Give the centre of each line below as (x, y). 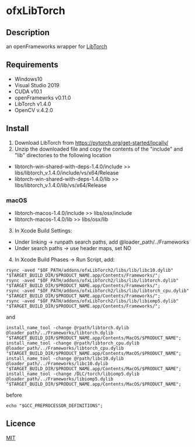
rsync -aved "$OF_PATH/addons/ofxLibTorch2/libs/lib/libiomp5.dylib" (93, 301)
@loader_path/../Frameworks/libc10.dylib (57, 364)
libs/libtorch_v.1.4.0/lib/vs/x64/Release (60, 185)
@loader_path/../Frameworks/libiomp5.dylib (60, 379)
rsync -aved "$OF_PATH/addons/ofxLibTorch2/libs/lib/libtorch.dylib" (93, 280)
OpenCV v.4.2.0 (34, 110)
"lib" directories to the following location (63, 155)
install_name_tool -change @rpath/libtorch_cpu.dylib (73, 343)
